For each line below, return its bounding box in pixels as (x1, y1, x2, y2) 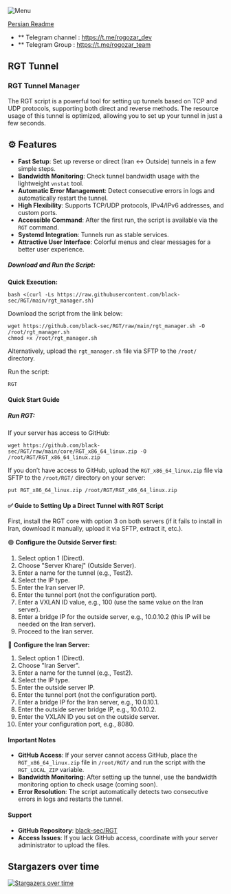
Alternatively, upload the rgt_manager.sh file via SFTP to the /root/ (8, 347, 197, 355)
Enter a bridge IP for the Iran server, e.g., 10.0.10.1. (17, 698, 159, 707)
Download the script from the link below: (8, 309, 123, 318)
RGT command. (17, 223, 59, 231)
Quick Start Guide (8, 396, 60, 404)
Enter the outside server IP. (17, 683, 96, 692)
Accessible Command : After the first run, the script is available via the (17, 216, 219, 224)
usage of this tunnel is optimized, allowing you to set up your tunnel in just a (8, 111, 223, 120)
